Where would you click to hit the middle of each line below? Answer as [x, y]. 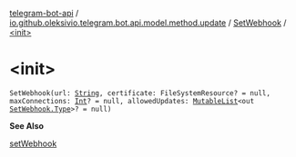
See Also [26, 125]
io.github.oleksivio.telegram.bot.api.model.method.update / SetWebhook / [148, 23]
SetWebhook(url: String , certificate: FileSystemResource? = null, [140, 93]
